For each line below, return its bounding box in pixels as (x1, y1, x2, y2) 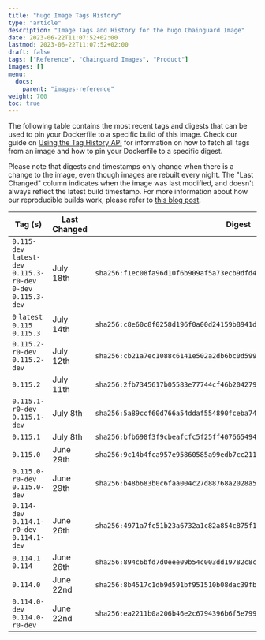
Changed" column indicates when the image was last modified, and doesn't (8, 178, 254, 188)
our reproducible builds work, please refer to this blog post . (8, 195, 201, 205)
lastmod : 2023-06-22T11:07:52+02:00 (8, 41, 129, 49)
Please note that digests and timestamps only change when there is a (8, 162, 234, 171)
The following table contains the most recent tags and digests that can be (8, 122, 248, 131)
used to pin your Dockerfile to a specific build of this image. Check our (8, 129, 238, 139)
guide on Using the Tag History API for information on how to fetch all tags (8, 138, 250, 148)
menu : (8, 70, 26, 78)
